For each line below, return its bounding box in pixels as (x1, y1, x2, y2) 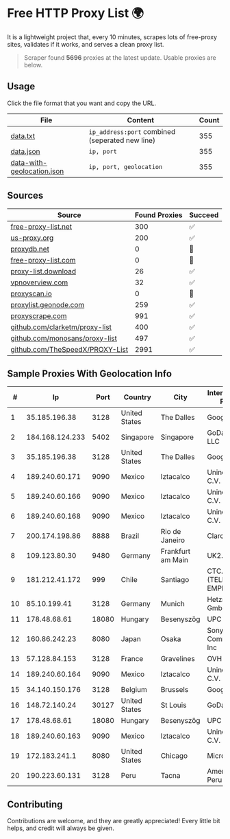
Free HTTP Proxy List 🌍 (7, 5, 144, 21)
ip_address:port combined (88, 126, 176, 136)
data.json (10, 146, 40, 156)
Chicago (160, 751, 188, 761)
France (120, 654, 144, 664)
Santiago (160, 575, 190, 585)
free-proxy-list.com (10, 255, 77, 265)
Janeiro (160, 535, 186, 545)
